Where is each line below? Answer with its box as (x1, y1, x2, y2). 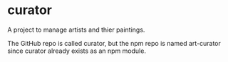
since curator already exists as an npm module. (7, 46, 146, 55)
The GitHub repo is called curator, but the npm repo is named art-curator (7, 39, 221, 47)
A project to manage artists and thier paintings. (7, 25, 145, 34)
